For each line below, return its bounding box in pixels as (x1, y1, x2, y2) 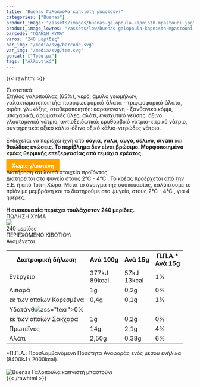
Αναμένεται (6, 237, 35, 244)
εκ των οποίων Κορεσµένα (9, 295, 85, 304)
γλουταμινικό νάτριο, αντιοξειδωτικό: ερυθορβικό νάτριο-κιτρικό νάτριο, (6, 118, 187, 125)
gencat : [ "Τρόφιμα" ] (6, 53, 58, 59)
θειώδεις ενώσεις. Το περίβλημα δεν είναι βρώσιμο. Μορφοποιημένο (6, 143, 184, 150)
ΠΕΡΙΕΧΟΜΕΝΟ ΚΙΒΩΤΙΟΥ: (6, 231, 71, 238)
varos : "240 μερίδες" (6, 36, 60, 42)
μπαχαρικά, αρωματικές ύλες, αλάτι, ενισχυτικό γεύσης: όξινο (6, 111, 162, 119)
